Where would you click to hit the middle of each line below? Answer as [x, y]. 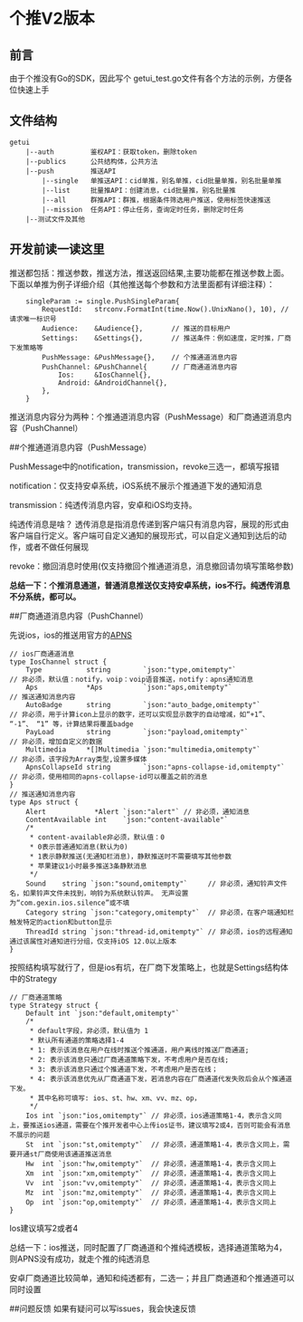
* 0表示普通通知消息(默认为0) [79, 847]
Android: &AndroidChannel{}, [113, 383]
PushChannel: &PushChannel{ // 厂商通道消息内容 [140, 367]
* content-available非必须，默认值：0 [97, 837]
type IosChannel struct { [58, 662]
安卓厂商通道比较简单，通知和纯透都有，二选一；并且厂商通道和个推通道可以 [152, 1278]
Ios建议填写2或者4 [44, 1228]
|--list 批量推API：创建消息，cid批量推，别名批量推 [139, 190]
